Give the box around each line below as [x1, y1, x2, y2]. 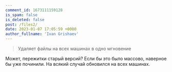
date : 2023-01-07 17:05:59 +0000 [5, 27, 77, 32]
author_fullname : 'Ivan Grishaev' [5, 31, 79, 37]
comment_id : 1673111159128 [5, 7, 63, 13]
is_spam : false [5, 12, 38, 17]
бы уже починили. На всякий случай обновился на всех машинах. [5, 61, 150, 67]
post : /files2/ [5, 22, 38, 27]
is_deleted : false [5, 17, 45, 22]
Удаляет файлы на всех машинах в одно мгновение [17, 46, 132, 51]
